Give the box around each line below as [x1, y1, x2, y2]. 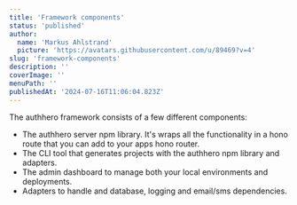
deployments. [21, 176, 73, 186]
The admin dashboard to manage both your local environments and [21, 166, 269, 177]
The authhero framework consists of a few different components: [9, 112, 248, 122]
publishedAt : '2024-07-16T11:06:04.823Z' [9, 87, 165, 96]
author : [9, 29, 38, 38]
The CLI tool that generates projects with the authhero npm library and [21, 147, 280, 158]
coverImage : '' [9, 71, 66, 80]
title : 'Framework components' [9, 12, 125, 22]
